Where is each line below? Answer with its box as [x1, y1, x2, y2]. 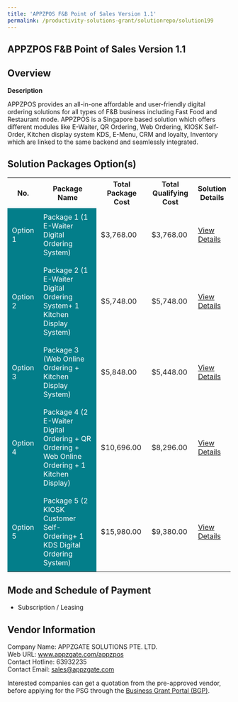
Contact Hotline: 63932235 [7, 657, 87, 667]
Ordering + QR [42, 433, 91, 443]
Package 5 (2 [42, 496, 89, 506]
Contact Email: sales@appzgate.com [7, 665, 115, 674]
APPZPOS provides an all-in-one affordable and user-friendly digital [7, 100, 205, 108]
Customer [42, 513, 76, 523]
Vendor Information [7, 623, 96, 635]
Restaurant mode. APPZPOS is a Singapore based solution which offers [7, 115, 216, 123]
